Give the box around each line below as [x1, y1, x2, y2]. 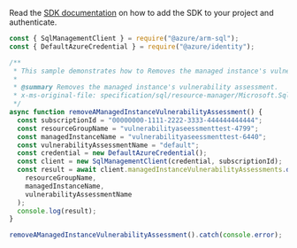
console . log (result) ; [17, 206, 97, 215]
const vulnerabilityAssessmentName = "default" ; [17, 141, 200, 150]
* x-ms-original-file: [12, 91, 97, 100]
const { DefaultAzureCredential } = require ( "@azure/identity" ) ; [9, 42, 255, 51]
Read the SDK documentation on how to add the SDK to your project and [9, 8, 274, 18]
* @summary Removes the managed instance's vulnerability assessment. [12, 83, 278, 92]
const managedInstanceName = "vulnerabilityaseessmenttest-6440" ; [17, 132, 267, 141]
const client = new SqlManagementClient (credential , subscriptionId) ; [17, 157, 283, 167]
